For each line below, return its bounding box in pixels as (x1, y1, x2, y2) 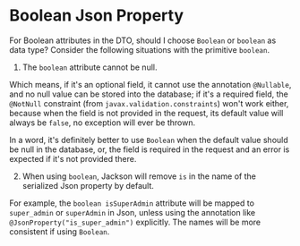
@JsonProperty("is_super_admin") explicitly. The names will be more (9, 216, 261, 227)
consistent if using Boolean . (9, 225, 110, 237)
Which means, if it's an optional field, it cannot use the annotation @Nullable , (9, 79, 292, 89)
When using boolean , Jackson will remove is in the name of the (21, 171, 257, 182)
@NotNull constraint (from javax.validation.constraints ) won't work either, (9, 98, 289, 108)
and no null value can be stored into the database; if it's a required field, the (9, 89, 289, 99)
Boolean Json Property (9, 5, 184, 26)
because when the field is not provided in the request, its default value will (9, 107, 284, 118)
